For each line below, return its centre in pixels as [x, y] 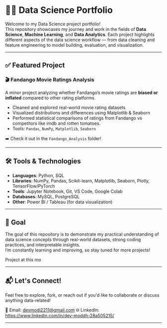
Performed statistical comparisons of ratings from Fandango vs [77, 118]
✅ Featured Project [35, 65]
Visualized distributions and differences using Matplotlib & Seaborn [81, 113]
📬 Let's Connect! [33, 281]
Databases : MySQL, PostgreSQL [46, 197]
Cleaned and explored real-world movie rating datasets [69, 107]
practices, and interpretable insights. [43, 245]
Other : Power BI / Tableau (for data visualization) [62, 202]
